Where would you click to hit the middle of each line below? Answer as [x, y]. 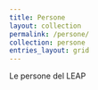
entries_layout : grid [49, 51]
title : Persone [37, 17]
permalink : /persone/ [49, 34]
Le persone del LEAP [48, 76]
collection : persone [48, 42]
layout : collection [45, 26]
